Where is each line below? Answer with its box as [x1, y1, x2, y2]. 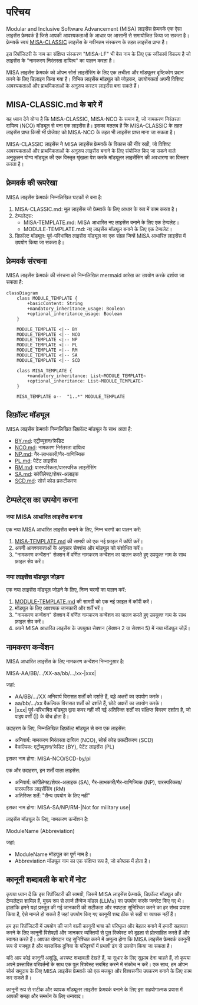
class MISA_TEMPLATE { [16, 368, 72, 374]
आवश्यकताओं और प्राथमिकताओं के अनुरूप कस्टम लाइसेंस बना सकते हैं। [6, 82, 140, 89]
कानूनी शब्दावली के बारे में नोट [6, 875, 87, 885]
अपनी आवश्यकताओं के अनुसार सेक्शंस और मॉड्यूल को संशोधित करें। [14, 544, 143, 552]
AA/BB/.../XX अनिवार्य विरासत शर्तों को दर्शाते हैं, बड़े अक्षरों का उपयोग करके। [14, 693, 163, 700]
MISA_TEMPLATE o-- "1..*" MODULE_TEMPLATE [16, 394, 126, 400]
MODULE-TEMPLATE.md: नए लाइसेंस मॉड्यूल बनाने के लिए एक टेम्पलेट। [23, 225, 173, 232]
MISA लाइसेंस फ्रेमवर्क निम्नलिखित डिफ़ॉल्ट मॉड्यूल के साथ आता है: [6, 426, 133, 433]
